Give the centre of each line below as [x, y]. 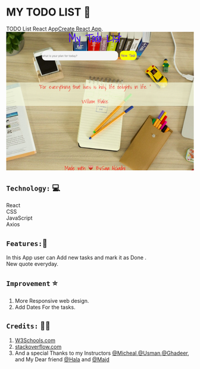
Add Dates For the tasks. [45, 307]
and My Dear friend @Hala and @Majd [62, 359]
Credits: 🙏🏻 [28, 326]
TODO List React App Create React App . [54, 29]
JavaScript [19, 218]
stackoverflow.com [38, 346]
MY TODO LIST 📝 [49, 12]
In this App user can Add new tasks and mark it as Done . [76, 258]
